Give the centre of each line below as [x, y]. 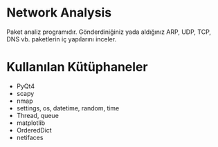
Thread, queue [38, 115]
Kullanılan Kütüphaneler [77, 67]
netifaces [30, 137]
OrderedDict [34, 130]
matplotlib [31, 123]
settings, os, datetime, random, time [68, 108]
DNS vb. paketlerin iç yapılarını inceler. [62, 39]
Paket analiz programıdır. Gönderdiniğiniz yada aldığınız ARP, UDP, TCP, [109, 32]
